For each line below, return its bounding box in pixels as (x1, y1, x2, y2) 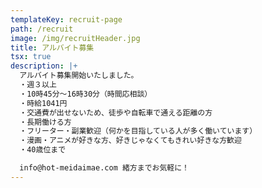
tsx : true (10, 52, 52, 62)
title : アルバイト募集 (10, 42, 95, 53)
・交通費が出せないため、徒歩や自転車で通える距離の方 (19, 107, 213, 118)
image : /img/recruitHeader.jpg (10, 33, 141, 43)
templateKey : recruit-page (10, 14, 123, 25)
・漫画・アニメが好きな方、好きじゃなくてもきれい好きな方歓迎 (19, 136, 242, 146)
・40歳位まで (19, 145, 67, 155)
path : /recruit (10, 24, 74, 34)
